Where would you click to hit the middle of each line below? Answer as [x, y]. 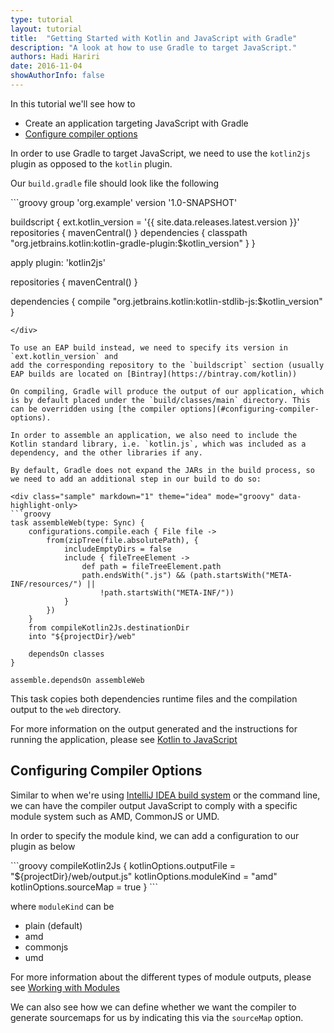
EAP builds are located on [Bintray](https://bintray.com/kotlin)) [154, 374]
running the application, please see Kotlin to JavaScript [124, 739]
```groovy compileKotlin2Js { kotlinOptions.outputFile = [123, 865]
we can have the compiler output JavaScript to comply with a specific [154, 805]
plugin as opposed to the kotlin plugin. [91, 163]
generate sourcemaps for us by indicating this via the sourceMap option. [157, 1017]
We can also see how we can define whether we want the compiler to [153, 1007]
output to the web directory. [66, 709]
